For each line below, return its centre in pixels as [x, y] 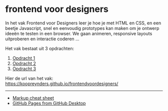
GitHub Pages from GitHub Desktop [49, 103]
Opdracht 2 [24, 63]
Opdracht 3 [24, 69]
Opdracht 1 [24, 58]
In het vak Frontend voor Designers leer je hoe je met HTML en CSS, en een [83, 23]
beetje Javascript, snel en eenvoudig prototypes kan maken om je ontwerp [82, 28]
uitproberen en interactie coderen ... [42, 39]
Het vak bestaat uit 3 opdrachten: [40, 48]
